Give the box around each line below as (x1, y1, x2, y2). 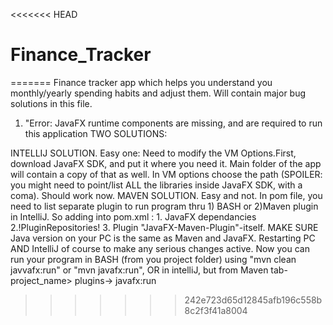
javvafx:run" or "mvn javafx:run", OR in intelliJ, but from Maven (10, 264, 269, 276)
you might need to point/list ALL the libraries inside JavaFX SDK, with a (10, 179, 303, 191)
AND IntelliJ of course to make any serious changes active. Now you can (10, 242, 310, 254)
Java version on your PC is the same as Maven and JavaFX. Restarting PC (10, 232, 316, 244)
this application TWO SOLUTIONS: (24, 127, 168, 139)
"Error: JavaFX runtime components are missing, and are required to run (24, 117, 323, 129)
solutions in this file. (10, 97, 93, 109)
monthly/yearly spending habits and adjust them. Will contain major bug (10, 87, 307, 99)
